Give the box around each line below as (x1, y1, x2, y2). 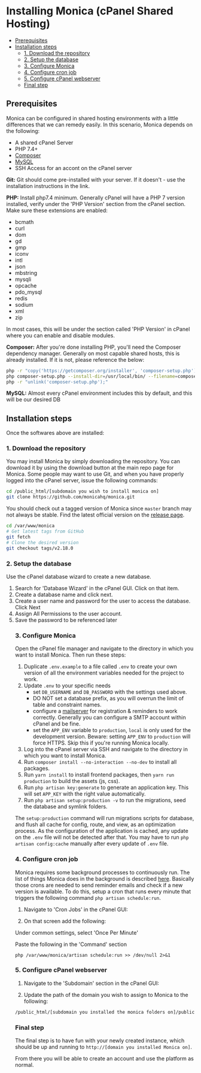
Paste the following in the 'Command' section (14, 941, 127, 948)
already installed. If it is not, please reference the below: (6, 356, 145, 363)
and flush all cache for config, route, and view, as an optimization (14, 821, 176, 828)
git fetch (6, 534, 31, 540)
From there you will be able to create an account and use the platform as (14, 1054, 194, 1062)
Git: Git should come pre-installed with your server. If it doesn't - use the (6, 176, 185, 183)
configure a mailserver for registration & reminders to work (32, 708, 178, 715)
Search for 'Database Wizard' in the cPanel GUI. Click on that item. (14, 584, 179, 591)
